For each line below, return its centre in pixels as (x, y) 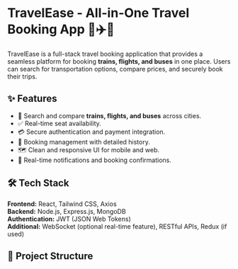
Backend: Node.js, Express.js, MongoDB (67, 211)
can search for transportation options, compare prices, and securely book (115, 69)
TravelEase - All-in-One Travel (98, 13)
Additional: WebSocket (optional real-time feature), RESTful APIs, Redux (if (117, 226)
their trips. (22, 76)
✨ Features (32, 99)
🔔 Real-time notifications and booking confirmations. (95, 160)
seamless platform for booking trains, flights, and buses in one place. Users (119, 61)
